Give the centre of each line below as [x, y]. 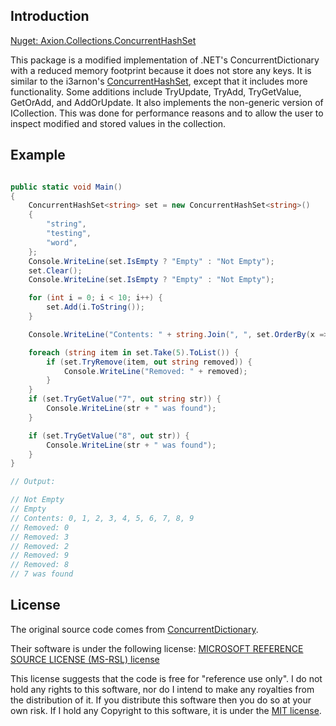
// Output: [33, 482]
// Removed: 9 [40, 555]
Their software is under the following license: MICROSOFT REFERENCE [157, 648]
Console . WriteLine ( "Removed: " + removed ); [155, 371]
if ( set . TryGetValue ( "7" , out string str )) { [125, 399]
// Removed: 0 [40, 527]
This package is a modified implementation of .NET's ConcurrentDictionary [165, 60]
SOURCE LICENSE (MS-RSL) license [85, 659]
